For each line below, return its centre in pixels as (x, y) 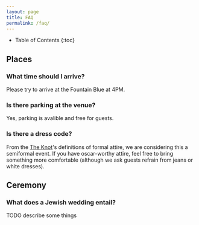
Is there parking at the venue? (51, 105)
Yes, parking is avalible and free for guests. (60, 118)
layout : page (23, 12)
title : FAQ (20, 17)
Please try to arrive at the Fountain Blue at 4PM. (66, 90)
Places (19, 59)
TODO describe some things (42, 215)
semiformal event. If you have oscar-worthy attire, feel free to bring (90, 153)
